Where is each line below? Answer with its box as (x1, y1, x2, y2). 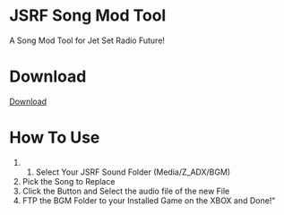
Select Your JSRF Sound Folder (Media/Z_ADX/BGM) (35, 167, 231, 177)
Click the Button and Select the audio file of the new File (22, 185, 230, 196)
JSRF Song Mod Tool (9, 5, 167, 26)
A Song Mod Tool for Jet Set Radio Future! (9, 35, 166, 46)
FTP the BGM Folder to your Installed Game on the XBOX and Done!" (22, 194, 276, 206)
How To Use (9, 127, 100, 148)
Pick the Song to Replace (22, 176, 116, 186)
